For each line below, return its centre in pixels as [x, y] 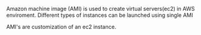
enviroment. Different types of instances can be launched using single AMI [100, 15]
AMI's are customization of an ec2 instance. [61, 27]
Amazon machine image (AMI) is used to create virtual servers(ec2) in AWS [101, 9]
